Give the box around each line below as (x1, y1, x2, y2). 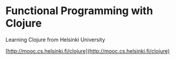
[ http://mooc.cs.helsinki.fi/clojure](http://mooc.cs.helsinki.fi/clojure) (5, 47, 170, 54)
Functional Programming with (5, 4, 154, 18)
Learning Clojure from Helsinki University (5, 36, 105, 43)
